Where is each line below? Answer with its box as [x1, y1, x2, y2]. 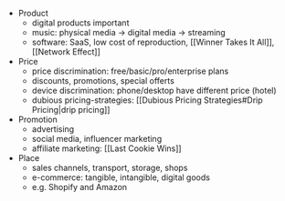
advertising [31, 124, 75, 135]
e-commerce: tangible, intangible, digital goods [31, 172, 210, 183]
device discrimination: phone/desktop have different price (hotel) [31, 85, 277, 95]
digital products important [31, 17, 130, 28]
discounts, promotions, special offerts [31, 75, 175, 85]
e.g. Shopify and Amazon [31, 182, 128, 192]
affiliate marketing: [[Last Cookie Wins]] [31, 143, 182, 154]
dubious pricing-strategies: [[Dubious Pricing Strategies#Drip [31, 95, 263, 106]
